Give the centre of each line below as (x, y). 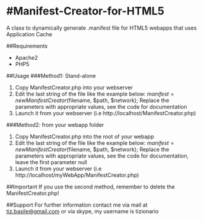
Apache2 (26, 57)
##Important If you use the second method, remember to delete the (91, 187)
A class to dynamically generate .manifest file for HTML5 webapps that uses (101, 28)
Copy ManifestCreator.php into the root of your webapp (85, 136)
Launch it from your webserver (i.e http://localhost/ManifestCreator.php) (105, 113)
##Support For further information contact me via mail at (77, 205)
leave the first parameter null (51, 162)
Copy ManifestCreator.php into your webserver (74, 87)
